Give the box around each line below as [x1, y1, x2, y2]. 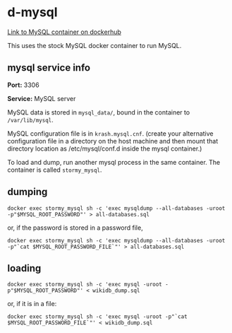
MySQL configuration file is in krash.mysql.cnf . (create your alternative [7, 129, 214, 138]
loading [7, 262, 42, 274]
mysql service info [7, 62, 90, 74]
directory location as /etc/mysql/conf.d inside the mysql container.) [7, 144, 202, 153]
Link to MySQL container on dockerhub [7, 28, 122, 36]
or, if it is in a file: [7, 300, 57, 308]
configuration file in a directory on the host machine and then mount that [7, 136, 219, 145]
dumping [7, 186, 48, 198]
